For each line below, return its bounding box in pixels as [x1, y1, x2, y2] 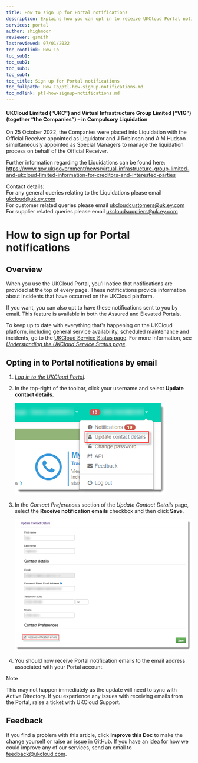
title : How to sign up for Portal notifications [6, 9, 128, 15]
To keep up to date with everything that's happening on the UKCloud [6, 322, 173, 329]
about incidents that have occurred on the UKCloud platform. [6, 292, 154, 300]
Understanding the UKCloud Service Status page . [6, 341, 127, 348]
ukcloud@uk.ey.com [6, 195, 56, 203]
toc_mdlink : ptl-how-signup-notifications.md [6, 90, 120, 97]
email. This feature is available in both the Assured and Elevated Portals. [6, 310, 181, 318]
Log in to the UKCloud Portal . [14, 373, 86, 380]
